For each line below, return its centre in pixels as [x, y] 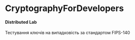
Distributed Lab [21, 22]
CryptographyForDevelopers [64, 8]
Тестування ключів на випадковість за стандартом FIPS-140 [67, 33]
